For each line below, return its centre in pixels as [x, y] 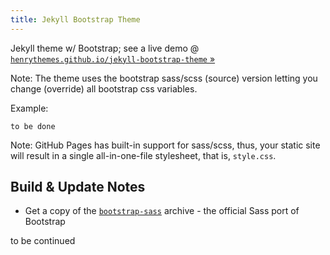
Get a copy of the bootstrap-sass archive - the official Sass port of [162, 211]
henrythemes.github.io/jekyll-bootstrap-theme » [113, 58]
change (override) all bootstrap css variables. [104, 88]
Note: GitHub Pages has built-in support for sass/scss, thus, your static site [165, 145]
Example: [29, 108]
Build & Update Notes [78, 187]
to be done [33, 126]
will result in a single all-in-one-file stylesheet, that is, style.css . [143, 155]
